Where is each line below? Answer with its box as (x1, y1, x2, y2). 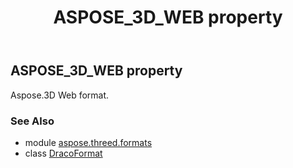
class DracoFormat (24, 147, 103, 159)
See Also (10, 114, 55, 128)
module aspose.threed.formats (24, 136, 153, 148)
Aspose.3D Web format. (10, 89, 110, 101)
